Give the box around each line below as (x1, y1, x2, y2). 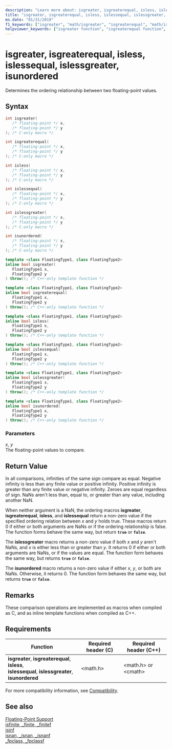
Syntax (5, 102, 29, 111)
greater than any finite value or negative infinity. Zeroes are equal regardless (5, 487, 167, 493)
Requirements (5, 625, 51, 634)
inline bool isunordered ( (5, 403, 60, 409)
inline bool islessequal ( (5, 347, 60, 352)
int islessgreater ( (5, 210, 47, 215)
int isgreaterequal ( (5, 139, 50, 145)
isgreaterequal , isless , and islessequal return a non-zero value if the (5, 513, 152, 519)
